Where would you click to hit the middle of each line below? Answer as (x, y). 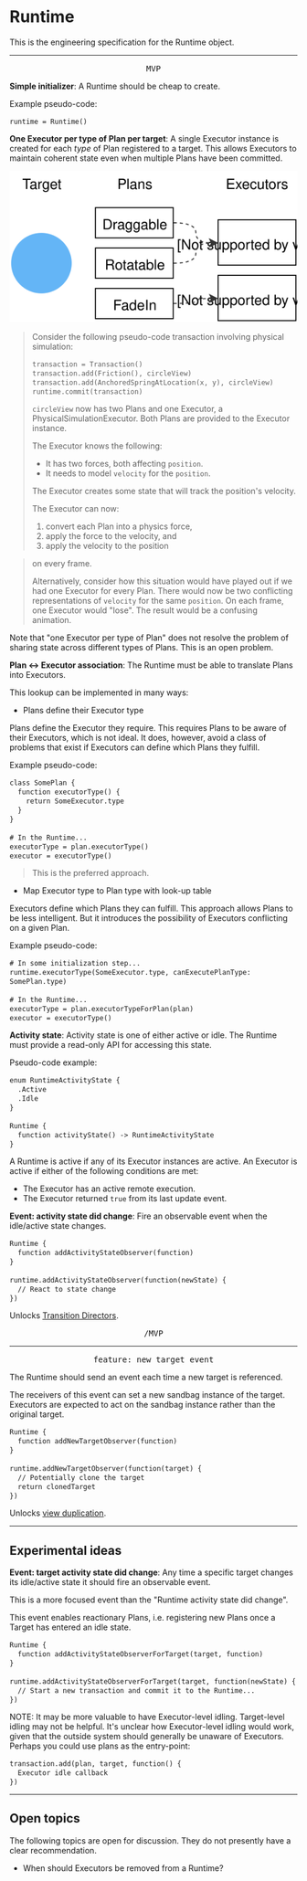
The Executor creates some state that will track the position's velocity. (164, 491)
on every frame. (62, 564)
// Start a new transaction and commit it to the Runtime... (137, 1691)
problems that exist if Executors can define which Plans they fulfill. (135, 747)
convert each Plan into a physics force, (119, 526)
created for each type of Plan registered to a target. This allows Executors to (153, 148)
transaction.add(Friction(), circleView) (111, 374)
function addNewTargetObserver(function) (98, 1442)
